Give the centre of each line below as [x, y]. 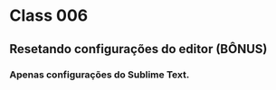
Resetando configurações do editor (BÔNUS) [138, 49]
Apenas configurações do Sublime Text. [100, 75]
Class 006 [49, 16]
